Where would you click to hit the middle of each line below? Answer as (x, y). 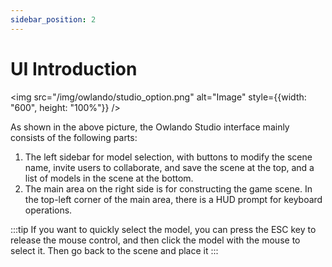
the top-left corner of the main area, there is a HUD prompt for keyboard (173, 199)
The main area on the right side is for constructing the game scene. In (168, 188)
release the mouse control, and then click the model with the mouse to (155, 240)
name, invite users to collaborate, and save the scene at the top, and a (169, 167)
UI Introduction (74, 68)
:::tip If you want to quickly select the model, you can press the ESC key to (163, 229)
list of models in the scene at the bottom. (109, 178)
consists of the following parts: (74, 137)
